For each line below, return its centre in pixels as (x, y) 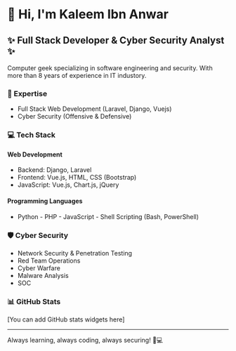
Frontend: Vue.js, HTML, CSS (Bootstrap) (77, 178)
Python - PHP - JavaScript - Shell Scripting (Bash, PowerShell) (108, 216)
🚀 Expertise (27, 93)
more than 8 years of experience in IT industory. (77, 75)
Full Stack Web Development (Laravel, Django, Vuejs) (94, 109)
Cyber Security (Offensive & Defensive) (74, 117)
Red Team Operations (49, 260)
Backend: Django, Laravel (54, 170)
